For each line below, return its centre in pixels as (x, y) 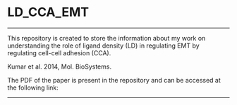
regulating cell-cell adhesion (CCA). (59, 52)
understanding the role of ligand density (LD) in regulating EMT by (103, 45)
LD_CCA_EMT (48, 12)
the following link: (33, 87)
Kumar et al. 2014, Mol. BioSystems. (59, 66)
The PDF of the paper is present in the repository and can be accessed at (114, 80)
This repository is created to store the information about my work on (107, 38)
